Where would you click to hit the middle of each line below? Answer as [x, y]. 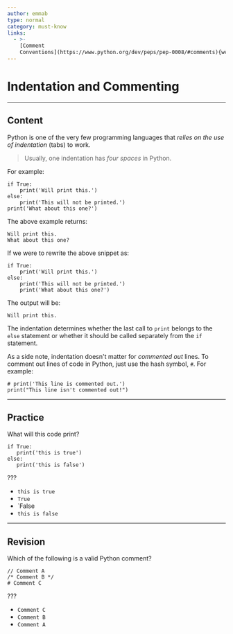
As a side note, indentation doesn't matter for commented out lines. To [108, 356]
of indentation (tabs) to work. [49, 144]
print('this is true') [49, 453]
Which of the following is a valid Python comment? [79, 558]
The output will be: [34, 303]
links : [17, 33]
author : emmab [28, 14]
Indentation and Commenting [93, 87]
